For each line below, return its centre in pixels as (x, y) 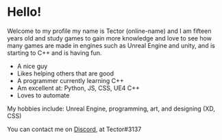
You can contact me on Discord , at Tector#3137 (74, 129)
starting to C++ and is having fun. (54, 53)
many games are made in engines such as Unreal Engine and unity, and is (111, 45)
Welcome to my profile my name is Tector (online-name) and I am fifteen (109, 31)
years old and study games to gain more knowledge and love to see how (110, 38)
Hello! (24, 12)
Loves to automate (43, 95)
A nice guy (32, 66)
